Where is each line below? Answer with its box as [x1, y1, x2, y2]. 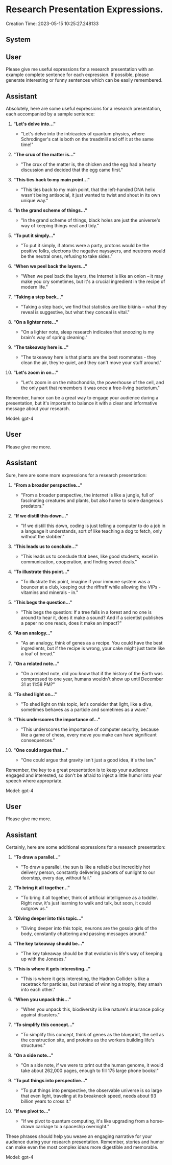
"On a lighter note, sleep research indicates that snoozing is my [20, 328, 155, 335]
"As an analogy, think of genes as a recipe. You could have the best [20, 639, 163, 646]
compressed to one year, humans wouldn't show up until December [20, 676, 163, 682]
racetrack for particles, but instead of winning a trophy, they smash [20, 981, 162, 987]
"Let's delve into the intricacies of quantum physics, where [20, 130, 145, 136]
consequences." [20, 737, 56, 743]
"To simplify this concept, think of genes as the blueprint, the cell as [20, 1032, 164, 1038]
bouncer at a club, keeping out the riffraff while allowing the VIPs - [20, 584, 161, 590]
